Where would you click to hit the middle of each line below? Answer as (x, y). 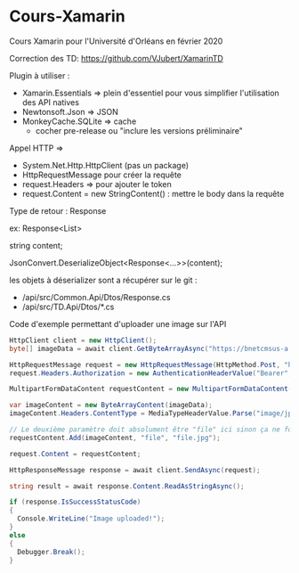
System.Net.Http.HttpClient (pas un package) (105, 165)
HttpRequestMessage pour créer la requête (102, 175)
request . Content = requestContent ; (75, 454)
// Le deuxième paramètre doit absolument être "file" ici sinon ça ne (145, 430)
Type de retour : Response (58, 210)
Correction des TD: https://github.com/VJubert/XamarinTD (117, 58)
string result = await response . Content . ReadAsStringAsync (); (127, 486)
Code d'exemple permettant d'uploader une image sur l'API (118, 323)
